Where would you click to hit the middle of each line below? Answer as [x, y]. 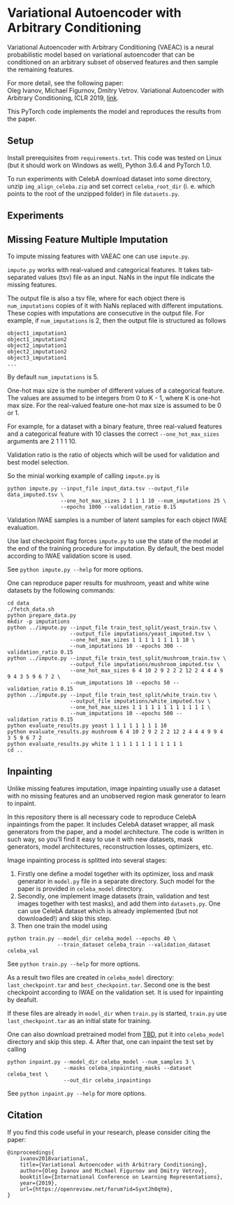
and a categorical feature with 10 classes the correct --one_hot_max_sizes [114, 434]
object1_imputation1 [37, 333]
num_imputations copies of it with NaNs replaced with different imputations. [115, 305]
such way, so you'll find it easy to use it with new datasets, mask [100, 839]
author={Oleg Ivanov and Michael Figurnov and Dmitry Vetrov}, [114, 1171]
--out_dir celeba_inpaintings [107, 1080]
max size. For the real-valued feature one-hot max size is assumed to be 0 [114, 405]
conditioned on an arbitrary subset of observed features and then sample [113, 62]
